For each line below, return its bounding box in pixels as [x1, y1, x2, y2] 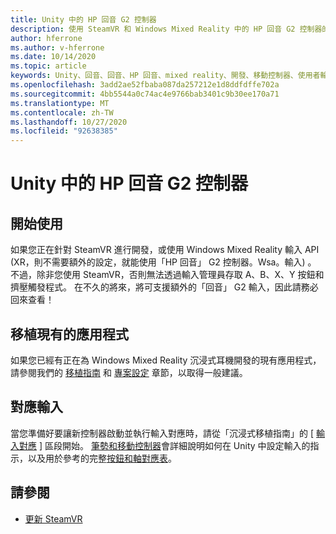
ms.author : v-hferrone [10, 42, 105, 53]
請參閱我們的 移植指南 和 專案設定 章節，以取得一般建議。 [10, 366, 248, 378]
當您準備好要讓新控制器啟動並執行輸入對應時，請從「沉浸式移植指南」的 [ [10, 427, 315, 439]
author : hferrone [10, 33, 83, 43]
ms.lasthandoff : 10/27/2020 [10, 117, 128, 127]
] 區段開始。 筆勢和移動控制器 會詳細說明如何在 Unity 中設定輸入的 [38, 439, 311, 451]
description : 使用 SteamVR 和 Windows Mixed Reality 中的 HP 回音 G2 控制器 [10, 24, 323, 34]
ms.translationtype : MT [10, 98, 110, 108]
